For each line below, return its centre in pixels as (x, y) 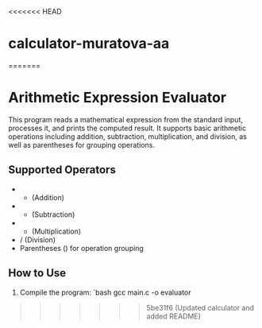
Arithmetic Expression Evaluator (118, 98)
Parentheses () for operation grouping (82, 248)
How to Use (37, 273)
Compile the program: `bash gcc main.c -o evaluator (105, 292)
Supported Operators (62, 170)
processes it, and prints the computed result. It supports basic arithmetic (127, 128)
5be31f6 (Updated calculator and (200, 307)
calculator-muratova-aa (89, 44)
